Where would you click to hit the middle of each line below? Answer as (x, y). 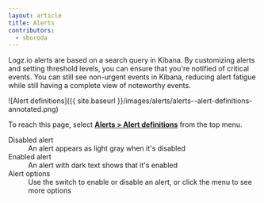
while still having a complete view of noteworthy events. (100, 86)
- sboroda (31, 38)
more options (50, 190)
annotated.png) (34, 109)
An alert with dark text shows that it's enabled (103, 165)
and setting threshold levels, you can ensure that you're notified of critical (129, 69)
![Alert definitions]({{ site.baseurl (62, 101)
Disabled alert (31, 140)
